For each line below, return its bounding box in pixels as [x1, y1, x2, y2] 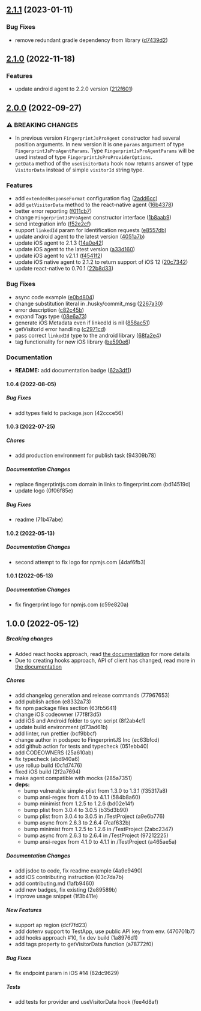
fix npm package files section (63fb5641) [14, 705, 117, 712]
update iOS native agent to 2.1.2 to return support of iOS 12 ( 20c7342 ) [14, 258, 188, 266]
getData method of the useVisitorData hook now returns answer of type [14, 160, 193, 167]
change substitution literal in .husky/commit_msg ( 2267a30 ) [14, 300, 163, 307]
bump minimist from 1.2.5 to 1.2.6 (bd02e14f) [23, 800, 134, 807]
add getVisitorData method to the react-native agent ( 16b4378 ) [14, 201, 174, 209]
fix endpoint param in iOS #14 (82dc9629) [14, 970, 119, 977]
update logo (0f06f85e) [14, 487, 74, 494]
